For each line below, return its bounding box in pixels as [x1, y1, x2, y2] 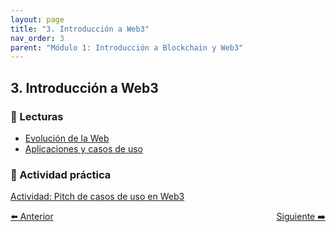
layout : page [10, 14, 65, 25]
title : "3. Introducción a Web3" [10, 24, 150, 34]
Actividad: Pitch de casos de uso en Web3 [10, 191, 185, 203]
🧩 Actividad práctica [10, 167, 112, 181]
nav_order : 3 [10, 33, 65, 43]
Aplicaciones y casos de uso [24, 142, 143, 155]
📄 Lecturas [10, 109, 64, 123]
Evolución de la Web [24, 132, 110, 144]
